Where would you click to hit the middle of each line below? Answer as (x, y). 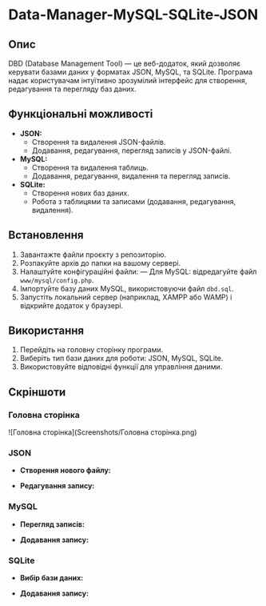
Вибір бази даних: (52, 578)
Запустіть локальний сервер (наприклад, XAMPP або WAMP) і (126, 297)
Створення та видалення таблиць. (90, 167)
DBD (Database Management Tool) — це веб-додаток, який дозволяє (125, 63)
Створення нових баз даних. (80, 193)
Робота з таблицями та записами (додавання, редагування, (134, 201)
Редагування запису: (57, 486)
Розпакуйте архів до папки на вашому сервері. (100, 263)
